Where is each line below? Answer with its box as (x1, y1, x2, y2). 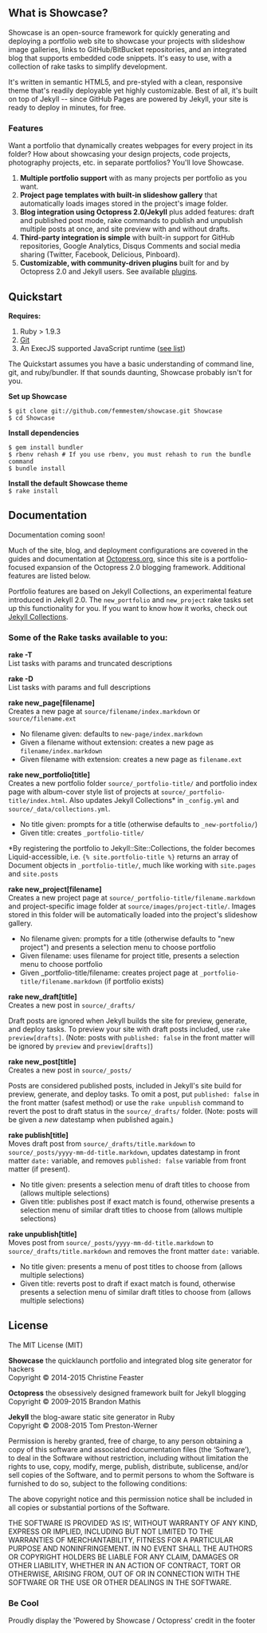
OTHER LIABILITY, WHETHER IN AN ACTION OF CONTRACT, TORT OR (8, 1560, 241, 1570)
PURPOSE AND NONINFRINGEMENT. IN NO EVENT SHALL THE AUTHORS (8, 1543, 253, 1553)
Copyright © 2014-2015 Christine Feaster (8, 1372, 144, 1382)
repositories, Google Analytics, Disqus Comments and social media (19, 242, 241, 251)
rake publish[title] (8, 1131, 69, 1140)
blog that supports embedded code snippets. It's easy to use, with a (8, 53, 233, 62)
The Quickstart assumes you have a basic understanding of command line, (8, 359, 254, 369)
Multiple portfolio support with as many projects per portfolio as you (19, 174, 247, 183)
